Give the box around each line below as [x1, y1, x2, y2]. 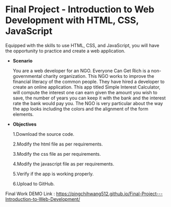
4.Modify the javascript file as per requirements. [12, 160, 114, 167]
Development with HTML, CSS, [5, 14, 139, 26]
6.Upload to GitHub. [12, 180, 55, 187]
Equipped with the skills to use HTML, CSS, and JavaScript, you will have [5, 42, 160, 48]
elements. [12, 111, 34, 117]
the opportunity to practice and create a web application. [5, 48, 125, 54]
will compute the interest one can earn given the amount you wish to [12, 89, 158, 95]
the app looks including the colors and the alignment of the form [12, 106, 148, 112]
